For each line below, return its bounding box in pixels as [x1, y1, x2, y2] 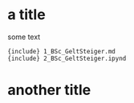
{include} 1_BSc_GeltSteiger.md [7, 47, 116, 55]
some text [7, 32, 41, 42]
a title [7, 6, 46, 24]
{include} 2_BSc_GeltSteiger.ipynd [7, 54, 127, 62]
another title [7, 81, 91, 99]
